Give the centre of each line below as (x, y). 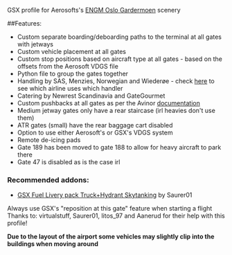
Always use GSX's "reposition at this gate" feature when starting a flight (110, 209)
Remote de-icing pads (49, 140)
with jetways (35, 44)
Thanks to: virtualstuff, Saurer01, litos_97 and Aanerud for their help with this (116, 216)
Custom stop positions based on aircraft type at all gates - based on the (120, 59)
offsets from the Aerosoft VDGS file (68, 66)
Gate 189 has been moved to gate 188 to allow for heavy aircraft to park (119, 147)
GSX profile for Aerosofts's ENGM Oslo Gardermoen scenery (94, 10)
